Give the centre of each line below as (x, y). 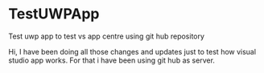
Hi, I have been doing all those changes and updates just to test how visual (132, 51)
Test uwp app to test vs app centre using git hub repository (107, 36)
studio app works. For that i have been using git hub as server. (112, 60)
